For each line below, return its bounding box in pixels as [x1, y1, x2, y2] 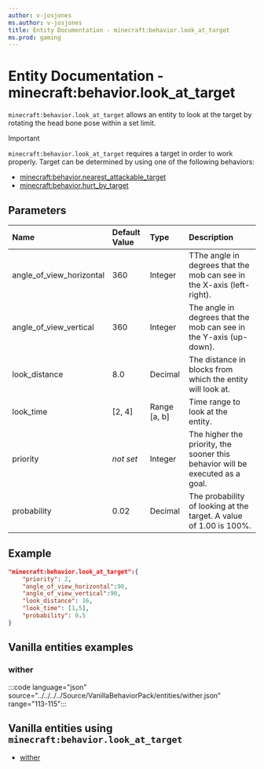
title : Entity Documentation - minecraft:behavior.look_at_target [8, 26, 230, 34]
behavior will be [188, 458, 247, 469]
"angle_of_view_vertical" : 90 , [22, 590, 122, 598]
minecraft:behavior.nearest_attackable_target [19, 172, 167, 182]
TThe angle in [188, 250, 240, 260]
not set [112, 454, 138, 464]
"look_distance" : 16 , [22, 597, 93, 605]
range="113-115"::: [8, 699, 67, 708]
